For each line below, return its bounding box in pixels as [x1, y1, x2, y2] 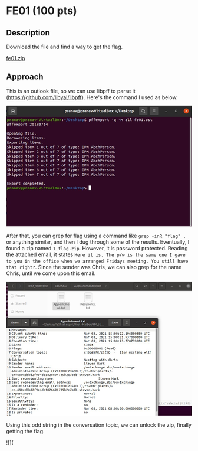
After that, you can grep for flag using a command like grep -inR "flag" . [6, 232, 186, 239]
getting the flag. [6, 428, 45, 435]
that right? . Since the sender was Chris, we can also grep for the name [6, 263, 182, 270]
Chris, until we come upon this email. [6, 270, 96, 277]
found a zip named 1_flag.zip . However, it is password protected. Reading [6, 244, 188, 251]
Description [6, 28, 50, 38]
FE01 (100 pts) [6, 4, 77, 18]
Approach [6, 72, 44, 82]
